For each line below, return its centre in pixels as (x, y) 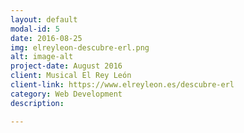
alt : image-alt (42, 57)
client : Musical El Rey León (71, 76)
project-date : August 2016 (66, 66)
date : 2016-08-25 (46, 38)
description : (37, 103)
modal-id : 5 (35, 29)
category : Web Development (66, 94)
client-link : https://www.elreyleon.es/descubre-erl (122, 85)
